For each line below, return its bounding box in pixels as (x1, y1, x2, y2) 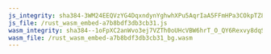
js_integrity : (8, 11, 56, 20)
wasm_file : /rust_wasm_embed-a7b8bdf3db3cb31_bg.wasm (8, 33, 194, 42)
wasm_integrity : (8, 26, 63, 34)
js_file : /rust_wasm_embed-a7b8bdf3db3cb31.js (8, 19, 168, 27)
